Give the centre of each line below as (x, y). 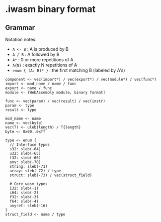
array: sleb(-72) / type (35, 171)
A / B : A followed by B (36, 54)
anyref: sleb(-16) (29, 206)
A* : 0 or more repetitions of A (43, 60)
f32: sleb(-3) (24, 197)
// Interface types (30, 145)
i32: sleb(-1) (24, 188)
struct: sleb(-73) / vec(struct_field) (51, 175)
